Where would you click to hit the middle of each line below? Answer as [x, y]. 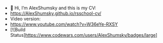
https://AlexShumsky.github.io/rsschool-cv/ [56, 13]
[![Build [18, 30]
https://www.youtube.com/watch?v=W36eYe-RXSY [64, 24]
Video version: [25, 19]
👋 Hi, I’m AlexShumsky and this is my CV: [53, 8]
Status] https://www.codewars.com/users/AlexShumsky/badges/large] [84, 35]
